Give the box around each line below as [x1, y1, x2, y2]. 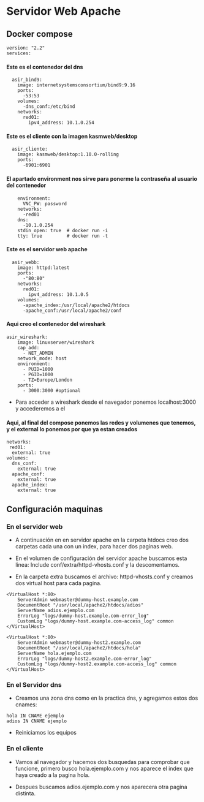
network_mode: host [17, 355, 67, 362]
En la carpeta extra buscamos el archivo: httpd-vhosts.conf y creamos [15, 573, 194, 580]
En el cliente [6, 744, 44, 753]
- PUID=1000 [22, 366, 53, 373]
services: [6, 50, 32, 56]
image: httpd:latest [17, 265, 70, 271]
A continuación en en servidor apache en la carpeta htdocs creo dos [15, 536, 189, 543]
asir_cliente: [12, 146, 48, 153]
